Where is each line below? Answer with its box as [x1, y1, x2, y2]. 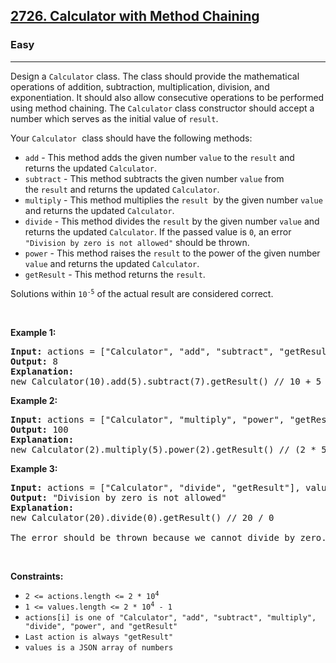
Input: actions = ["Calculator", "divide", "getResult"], [10, 482, 301, 493]
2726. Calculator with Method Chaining [10, 8, 260, 25]
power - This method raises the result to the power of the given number [24, 247, 321, 259]
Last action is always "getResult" [24, 632, 174, 642]
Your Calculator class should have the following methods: [10, 132, 253, 144]
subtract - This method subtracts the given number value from [24, 172, 285, 184]
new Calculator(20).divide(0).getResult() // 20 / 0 [10, 512, 275, 523]
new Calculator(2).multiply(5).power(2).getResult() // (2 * [10, 444, 317, 455]
